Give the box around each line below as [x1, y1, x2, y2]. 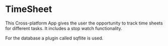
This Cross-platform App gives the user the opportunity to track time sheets [5, 20, 163, 26]
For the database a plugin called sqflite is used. [5, 35, 103, 41]
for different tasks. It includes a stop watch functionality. [5, 25, 123, 31]
